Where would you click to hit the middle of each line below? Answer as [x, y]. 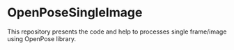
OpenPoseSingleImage [75, 13]
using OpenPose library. [42, 38]
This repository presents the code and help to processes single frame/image [117, 32]
